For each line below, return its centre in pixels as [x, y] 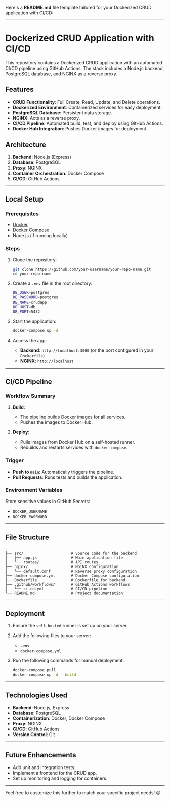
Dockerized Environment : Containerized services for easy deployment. [87, 107]
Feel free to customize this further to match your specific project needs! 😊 [83, 793]
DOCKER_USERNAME [30, 511]
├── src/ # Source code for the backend [71, 553]
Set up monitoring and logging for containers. [60, 778]
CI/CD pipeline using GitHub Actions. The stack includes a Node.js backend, [85, 68]
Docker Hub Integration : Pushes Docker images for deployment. [80, 128]
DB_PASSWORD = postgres [35, 297]
